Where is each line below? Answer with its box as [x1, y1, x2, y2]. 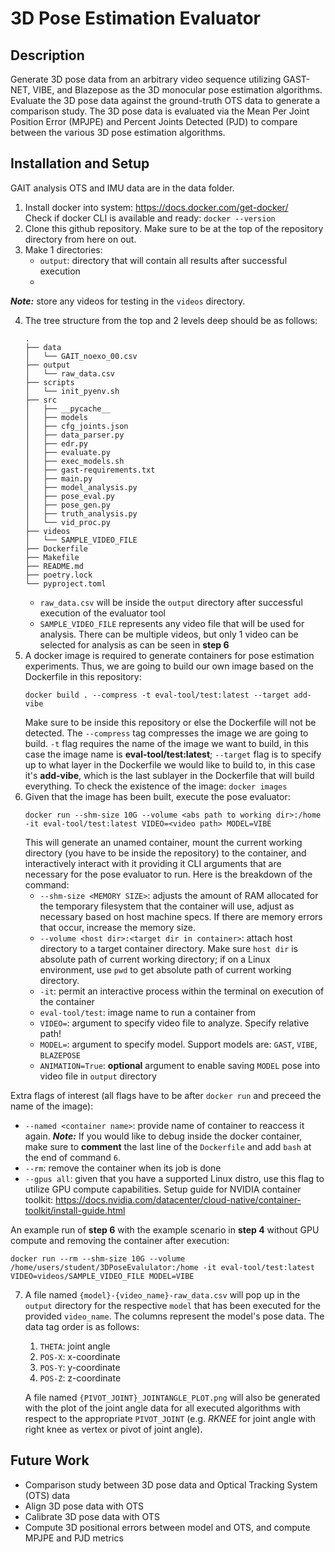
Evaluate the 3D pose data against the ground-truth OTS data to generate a [10, 95, 321, 106]
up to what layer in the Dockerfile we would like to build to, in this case [24, 758, 316, 771]
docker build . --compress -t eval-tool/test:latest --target [24, 690, 290, 700]
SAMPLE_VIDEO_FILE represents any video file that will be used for [39, 617, 305, 629]
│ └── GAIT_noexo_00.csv [24, 351, 138, 361]
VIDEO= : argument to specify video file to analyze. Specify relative [39, 1017, 310, 1029]
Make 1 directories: [24, 243, 103, 256]
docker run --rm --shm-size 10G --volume [10, 1253, 186, 1264]
